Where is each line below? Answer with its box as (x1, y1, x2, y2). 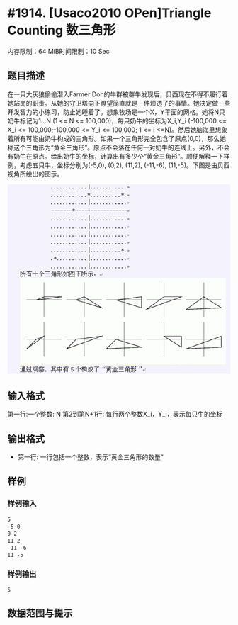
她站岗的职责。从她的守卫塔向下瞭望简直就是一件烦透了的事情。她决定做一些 (7, 98, 231, 107)
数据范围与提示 (7, 607, 73, 619)
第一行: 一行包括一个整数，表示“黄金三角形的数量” (17, 453, 164, 461)
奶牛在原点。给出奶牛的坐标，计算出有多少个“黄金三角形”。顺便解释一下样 (13, 152, 230, 160)
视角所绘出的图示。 (7, 169, 64, 178)
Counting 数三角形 (7, 23, 116, 38)
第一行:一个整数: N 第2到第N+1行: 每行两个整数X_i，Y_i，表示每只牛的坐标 (7, 410, 223, 419)
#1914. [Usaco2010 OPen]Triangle (7, 5, 212, 21)
